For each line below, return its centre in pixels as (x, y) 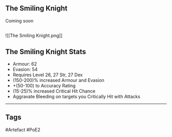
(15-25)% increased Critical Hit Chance (54, 91)
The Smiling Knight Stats (46, 51)
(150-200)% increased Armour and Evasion (59, 80)
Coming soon (19, 20)
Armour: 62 (25, 64)
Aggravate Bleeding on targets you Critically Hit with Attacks (77, 97)
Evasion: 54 (25, 70)
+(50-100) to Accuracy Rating (44, 86)
